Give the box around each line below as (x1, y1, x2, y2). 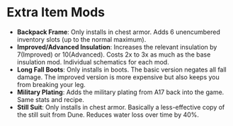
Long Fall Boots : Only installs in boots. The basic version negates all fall (16, 65, 227, 74)
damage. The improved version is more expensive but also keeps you (16, 72, 220, 81)
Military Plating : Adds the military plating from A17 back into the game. (16, 88, 225, 96)
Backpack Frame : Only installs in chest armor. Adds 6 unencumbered (16, 28, 220, 36)
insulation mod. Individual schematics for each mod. (16, 57, 169, 66)
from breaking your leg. (16, 80, 86, 88)
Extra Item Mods (6, 4, 106, 21)
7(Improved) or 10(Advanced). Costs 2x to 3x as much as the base (16, 50, 211, 59)
